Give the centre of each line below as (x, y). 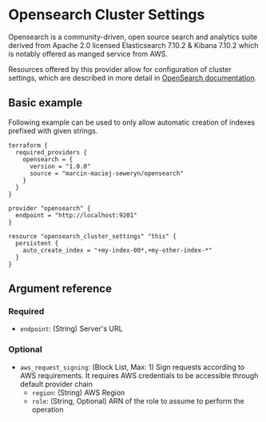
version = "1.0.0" (60, 166)
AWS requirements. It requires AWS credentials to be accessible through (139, 375)
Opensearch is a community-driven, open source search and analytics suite (133, 37)
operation (48, 409)
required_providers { (52, 152)
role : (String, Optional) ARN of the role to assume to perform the (138, 400)
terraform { (28, 145)
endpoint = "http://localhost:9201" (76, 215)
